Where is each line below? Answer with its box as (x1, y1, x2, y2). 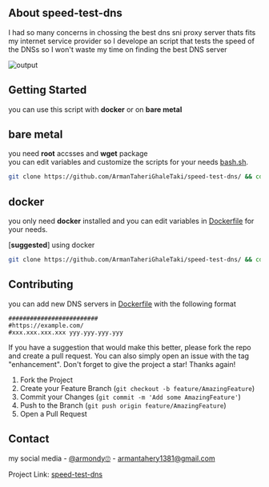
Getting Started (8, 83, 87, 97)
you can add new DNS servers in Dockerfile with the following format (8, 299, 236, 309)
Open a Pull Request (19, 409, 88, 418)
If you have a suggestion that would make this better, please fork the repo (8, 342, 251, 352)
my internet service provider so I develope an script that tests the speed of (8, 36, 255, 46)
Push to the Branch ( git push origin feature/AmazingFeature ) (19, 400, 227, 410)
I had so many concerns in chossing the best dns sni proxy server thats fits (8, 27, 256, 37)
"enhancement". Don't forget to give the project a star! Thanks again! (8, 359, 236, 369)
